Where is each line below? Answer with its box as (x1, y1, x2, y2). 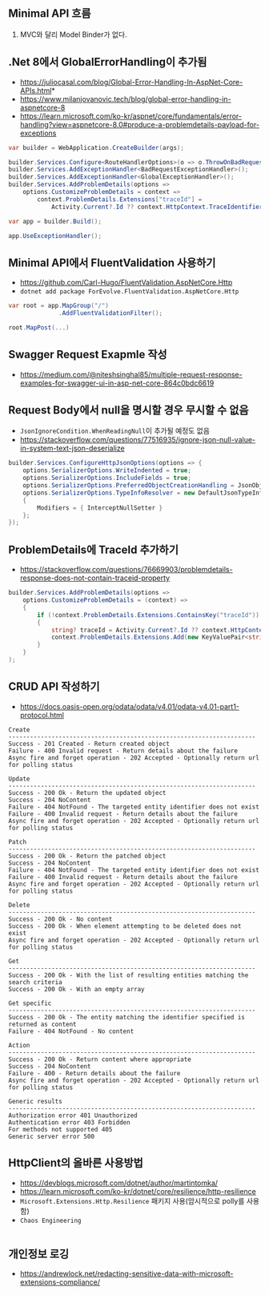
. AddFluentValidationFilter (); (58, 309, 163, 317)
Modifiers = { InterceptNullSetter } (37, 503, 163, 512)
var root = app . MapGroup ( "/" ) (8, 302, 110, 310)
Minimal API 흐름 (8, 6, 91, 21)
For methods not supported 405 (8, 1125, 113, 1133)
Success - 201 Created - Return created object (8, 740, 171, 748)
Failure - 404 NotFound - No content (8, 1027, 134, 1035)
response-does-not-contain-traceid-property (19, 573, 171, 583)
